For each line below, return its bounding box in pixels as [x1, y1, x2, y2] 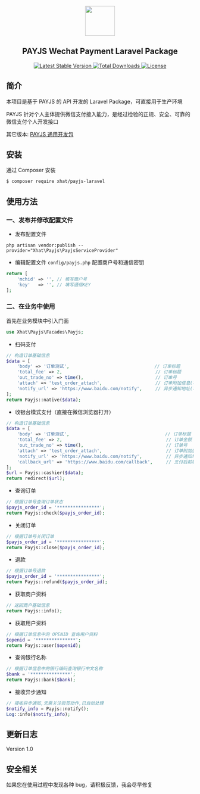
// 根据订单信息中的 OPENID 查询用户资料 [6, 631, 98, 637]
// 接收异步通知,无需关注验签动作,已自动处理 [6, 700, 104, 706]
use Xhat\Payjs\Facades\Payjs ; [6, 329, 84, 335]
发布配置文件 [14, 231, 46, 238]
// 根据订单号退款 [6, 568, 46, 574]
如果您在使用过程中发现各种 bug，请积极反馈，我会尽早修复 [6, 781, 153, 789]
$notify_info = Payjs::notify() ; [6, 706, 89, 712]
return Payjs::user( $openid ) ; [6, 642, 82, 649]
